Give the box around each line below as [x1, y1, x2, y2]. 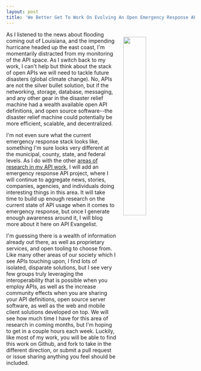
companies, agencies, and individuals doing [6, 182, 115, 189]
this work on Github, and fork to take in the [6, 340, 112, 347]
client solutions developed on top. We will [6, 308, 109, 315]
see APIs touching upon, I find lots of [6, 257, 98, 264]
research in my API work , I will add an [6, 163, 99, 171]
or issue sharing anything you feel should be [6, 352, 115, 360]
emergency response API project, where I [6, 169, 109, 177]
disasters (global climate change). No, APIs [6, 75, 112, 83]
